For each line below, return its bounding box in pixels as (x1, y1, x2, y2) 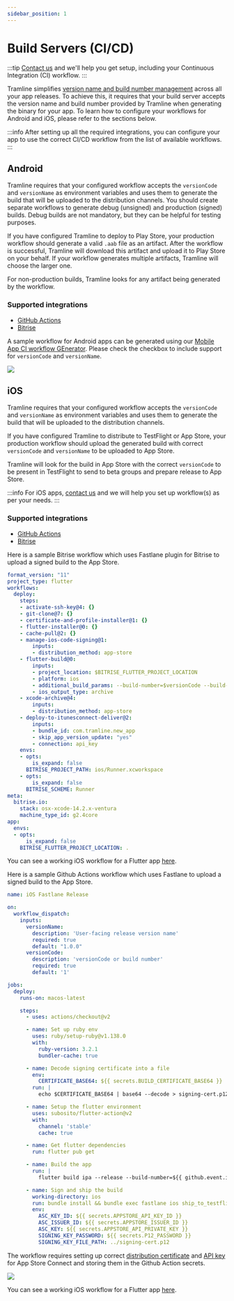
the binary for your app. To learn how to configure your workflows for (7, 106, 207, 115)
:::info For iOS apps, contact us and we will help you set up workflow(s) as (7, 488, 220, 497)
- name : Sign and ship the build (25, 1186, 123, 1193)
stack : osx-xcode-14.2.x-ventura (19, 805, 117, 813)
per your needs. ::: (7, 496, 61, 504)
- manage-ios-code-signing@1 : (19, 637, 108, 644)
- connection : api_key (32, 740, 98, 748)
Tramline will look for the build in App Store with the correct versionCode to (7, 460, 221, 469)
